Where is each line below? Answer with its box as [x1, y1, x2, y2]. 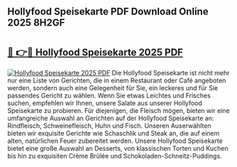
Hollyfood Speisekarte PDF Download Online [7, 6, 209, 18]
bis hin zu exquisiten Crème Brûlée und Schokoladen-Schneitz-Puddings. [7, 152, 222, 160]
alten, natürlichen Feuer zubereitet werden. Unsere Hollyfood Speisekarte [7, 136, 224, 145]
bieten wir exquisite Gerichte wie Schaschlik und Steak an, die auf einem [7, 129, 220, 137]
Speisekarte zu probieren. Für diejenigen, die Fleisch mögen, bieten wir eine [7, 107, 230, 114]
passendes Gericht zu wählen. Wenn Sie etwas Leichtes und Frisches [7, 92, 211, 99]
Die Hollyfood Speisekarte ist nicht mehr [111, 69, 230, 77]
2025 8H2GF [7, 17, 65, 29]
